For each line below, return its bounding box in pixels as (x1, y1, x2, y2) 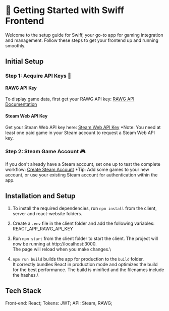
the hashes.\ (12, 272, 39, 278)
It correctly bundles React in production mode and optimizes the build (12, 261, 158, 267)
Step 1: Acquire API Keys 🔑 (5, 73, 72, 80)
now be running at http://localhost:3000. (12, 240, 97, 246)
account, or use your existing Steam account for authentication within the (5, 171, 158, 178)
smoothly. (5, 42, 26, 48)
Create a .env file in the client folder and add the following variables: (12, 220, 155, 226)
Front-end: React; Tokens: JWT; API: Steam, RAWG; (5, 300, 112, 306)
